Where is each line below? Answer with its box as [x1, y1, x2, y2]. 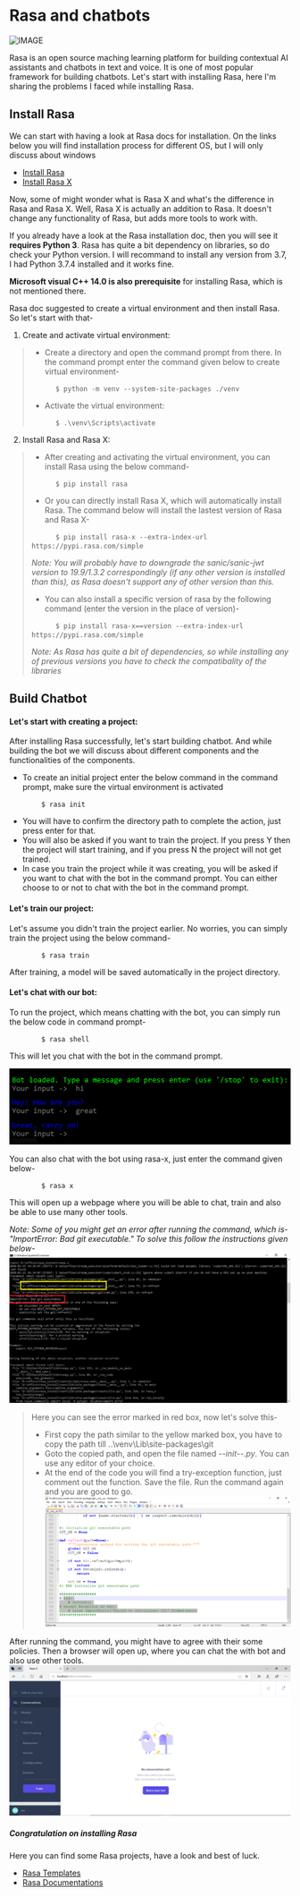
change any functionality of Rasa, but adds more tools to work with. [9, 212, 258, 224]
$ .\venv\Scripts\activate [54, 418, 156, 428]
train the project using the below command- [9, 932, 171, 943]
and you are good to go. [44, 1486, 134, 1497]
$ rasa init [41, 800, 87, 810]
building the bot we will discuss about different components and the [9, 745, 259, 756]
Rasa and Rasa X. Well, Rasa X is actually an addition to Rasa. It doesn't [9, 203, 272, 214]
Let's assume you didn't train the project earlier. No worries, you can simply [9, 922, 288, 933]
